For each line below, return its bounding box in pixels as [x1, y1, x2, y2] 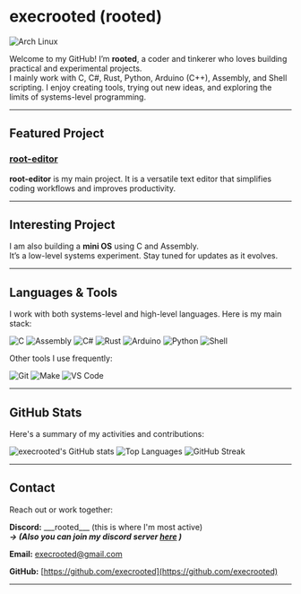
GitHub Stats [9, 405, 82, 420]
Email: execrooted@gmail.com [9, 548, 123, 559]
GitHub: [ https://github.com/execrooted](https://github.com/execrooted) [9, 565, 279, 576]
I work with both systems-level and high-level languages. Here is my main [9, 309, 282, 319]
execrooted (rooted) [9, 6, 163, 27]
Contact [9, 480, 56, 495]
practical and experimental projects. [9, 63, 142, 74]
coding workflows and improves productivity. [9, 182, 176, 194]
